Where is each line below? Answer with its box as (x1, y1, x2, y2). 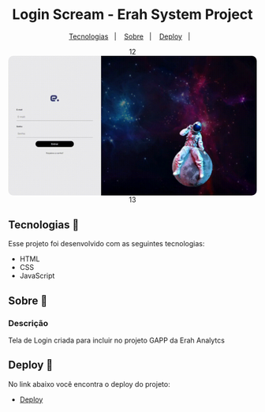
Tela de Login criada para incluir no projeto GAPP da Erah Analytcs (8, 335, 225, 345)
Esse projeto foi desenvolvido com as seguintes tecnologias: (8, 239, 205, 249)
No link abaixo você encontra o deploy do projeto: (8, 379, 171, 388)
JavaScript (19, 271, 55, 281)
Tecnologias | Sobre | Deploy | (69, 32, 191, 41)
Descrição (8, 317, 49, 328)
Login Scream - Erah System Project (11, 6, 254, 24)
